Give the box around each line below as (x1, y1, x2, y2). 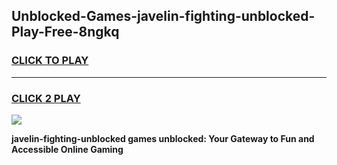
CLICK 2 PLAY (11, 91, 81, 105)
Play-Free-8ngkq (11, 24, 120, 41)
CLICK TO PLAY (11, 54, 89, 68)
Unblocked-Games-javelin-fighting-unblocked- (11, 8, 316, 25)
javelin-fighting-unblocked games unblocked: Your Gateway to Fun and (11, 132, 315, 144)
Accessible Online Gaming (11, 143, 124, 155)
